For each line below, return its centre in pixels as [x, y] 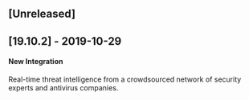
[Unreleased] [42, 14]
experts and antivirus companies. [63, 87]
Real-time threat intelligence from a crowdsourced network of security [125, 79]
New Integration [36, 62]
